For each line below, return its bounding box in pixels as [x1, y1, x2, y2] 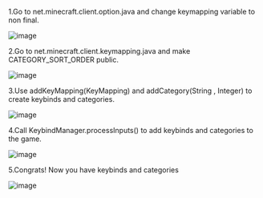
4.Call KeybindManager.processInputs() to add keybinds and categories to [8, 126, 254, 135]
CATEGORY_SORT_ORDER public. [8, 55, 119, 64]
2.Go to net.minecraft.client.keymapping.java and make [8, 46, 191, 55]
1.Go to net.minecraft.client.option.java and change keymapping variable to [8, 7, 255, 16]
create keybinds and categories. [8, 95, 115, 103]
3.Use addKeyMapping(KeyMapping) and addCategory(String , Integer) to [8, 86, 253, 95]
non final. [8, 15, 40, 25]
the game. [8, 134, 42, 143]
